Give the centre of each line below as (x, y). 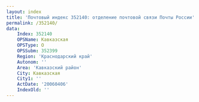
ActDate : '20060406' (43, 85)
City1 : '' (29, 79)
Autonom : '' (32, 62)
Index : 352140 (35, 34)
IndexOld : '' (33, 90)
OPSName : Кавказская (43, 40)
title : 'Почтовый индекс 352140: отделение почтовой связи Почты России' (101, 17)
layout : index (24, 12)
